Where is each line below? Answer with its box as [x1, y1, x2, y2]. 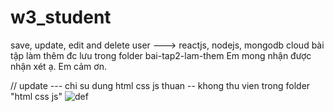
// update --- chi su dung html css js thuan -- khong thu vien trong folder [10, 79, 311, 91]
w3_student [10, 6, 112, 29]
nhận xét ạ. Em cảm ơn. [10, 60, 107, 72]
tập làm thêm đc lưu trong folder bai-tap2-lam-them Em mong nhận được [10, 49, 312, 61]
